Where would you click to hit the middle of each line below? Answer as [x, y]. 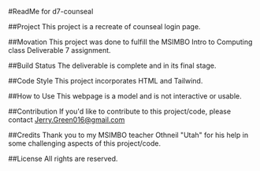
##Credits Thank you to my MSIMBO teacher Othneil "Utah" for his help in [128, 135]
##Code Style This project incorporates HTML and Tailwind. [106, 81]
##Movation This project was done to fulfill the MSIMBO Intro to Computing [130, 42]
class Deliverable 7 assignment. [60, 50]
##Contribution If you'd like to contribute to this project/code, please [119, 111]
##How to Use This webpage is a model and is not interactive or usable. [125, 96]
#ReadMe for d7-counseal [51, 11]
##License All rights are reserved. [63, 158]
